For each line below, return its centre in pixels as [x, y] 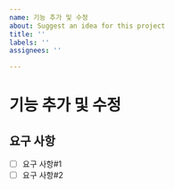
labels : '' [29, 42]
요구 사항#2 [43, 176]
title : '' [28, 34]
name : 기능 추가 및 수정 [49, 17]
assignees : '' [36, 51]
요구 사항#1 [42, 164]
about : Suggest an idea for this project [87, 26]
